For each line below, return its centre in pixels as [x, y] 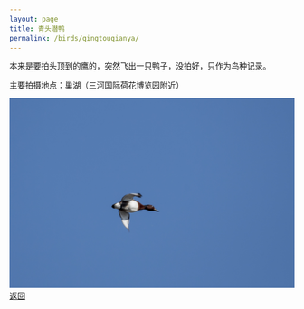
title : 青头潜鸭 [37, 28]
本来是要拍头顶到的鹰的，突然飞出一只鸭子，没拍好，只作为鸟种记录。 [140, 66]
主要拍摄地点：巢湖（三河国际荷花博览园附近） [96, 85]
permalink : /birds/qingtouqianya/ [75, 38]
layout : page [34, 19]
